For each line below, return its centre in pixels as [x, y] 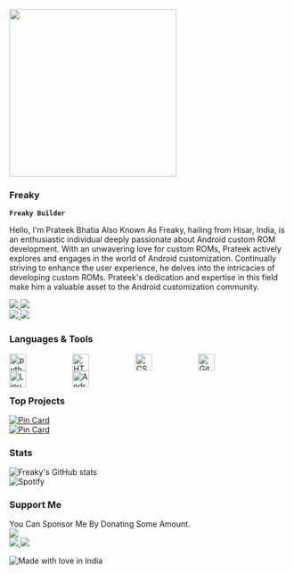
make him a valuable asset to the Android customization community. [135, 287]
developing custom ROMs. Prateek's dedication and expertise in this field [144, 278]
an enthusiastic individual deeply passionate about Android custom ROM [143, 239]
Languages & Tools [51, 339]
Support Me [36, 505]
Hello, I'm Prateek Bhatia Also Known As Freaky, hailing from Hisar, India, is [147, 230]
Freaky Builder [37, 213]
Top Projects [37, 401]
